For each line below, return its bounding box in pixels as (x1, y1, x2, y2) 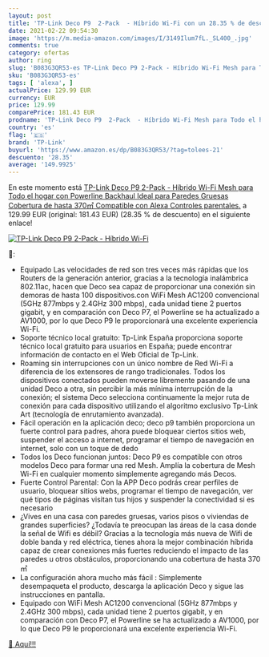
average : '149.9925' (8, 161, 78, 169)
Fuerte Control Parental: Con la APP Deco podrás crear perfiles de (19, 478, 239, 487)
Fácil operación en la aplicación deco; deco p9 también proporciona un (19, 418, 255, 428)
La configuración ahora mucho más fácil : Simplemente (19, 573, 203, 582)
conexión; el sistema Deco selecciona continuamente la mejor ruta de (19, 393, 250, 402)
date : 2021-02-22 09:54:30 (8, 26, 98, 34)
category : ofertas (8, 49, 70, 57)
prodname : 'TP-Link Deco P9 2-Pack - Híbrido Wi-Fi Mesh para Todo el (8, 116, 256, 124)
